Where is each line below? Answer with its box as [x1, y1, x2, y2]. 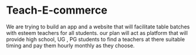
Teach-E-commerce [6, 4, 108, 17]
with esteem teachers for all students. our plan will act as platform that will [6, 29, 188, 36]
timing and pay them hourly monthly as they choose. [6, 42, 135, 49]
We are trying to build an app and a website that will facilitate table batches [6, 23, 190, 30]
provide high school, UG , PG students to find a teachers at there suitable [6, 35, 185, 43]
